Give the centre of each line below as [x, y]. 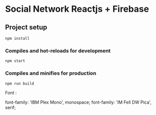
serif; [10, 107]
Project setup [26, 27]
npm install [17, 38]
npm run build [20, 84]
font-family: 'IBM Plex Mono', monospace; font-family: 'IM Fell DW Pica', [78, 102]
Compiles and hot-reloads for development [58, 51]
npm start [15, 61]
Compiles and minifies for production [51, 73]
